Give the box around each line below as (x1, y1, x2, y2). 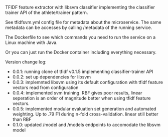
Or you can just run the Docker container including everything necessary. (5, 49, 157, 55)
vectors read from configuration (12, 84, 79, 90)
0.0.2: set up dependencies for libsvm (12, 74, 91, 79)
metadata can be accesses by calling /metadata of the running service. (5, 24, 152, 30)
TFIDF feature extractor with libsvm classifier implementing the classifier (5, 4, 155, 10)
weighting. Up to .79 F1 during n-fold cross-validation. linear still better (12, 111, 159, 117)
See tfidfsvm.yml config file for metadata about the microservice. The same (5, 19, 161, 25)
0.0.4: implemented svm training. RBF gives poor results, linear (12, 90, 142, 95)
